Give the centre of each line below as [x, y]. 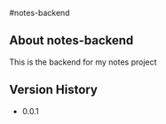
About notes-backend [71, 40]
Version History [53, 90]
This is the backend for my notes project [83, 62]
